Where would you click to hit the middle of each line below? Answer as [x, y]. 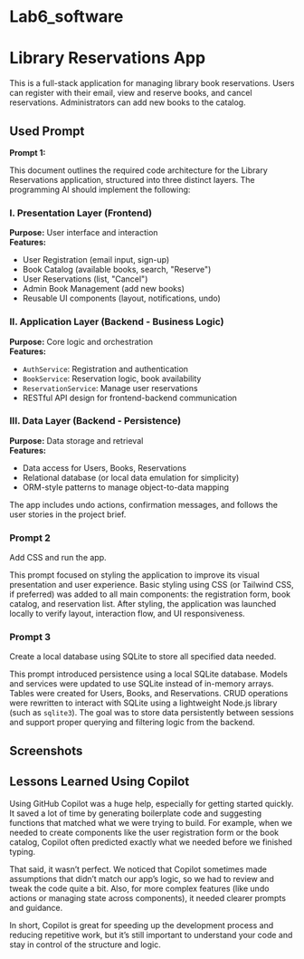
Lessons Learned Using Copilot [100, 782]
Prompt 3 [30, 638]
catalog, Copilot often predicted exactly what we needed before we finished [151, 842]
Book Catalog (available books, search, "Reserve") [117, 270]
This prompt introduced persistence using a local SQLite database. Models [148, 674]
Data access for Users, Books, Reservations [104, 467]
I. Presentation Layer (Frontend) [81, 213]
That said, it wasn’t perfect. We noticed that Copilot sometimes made [138, 869]
